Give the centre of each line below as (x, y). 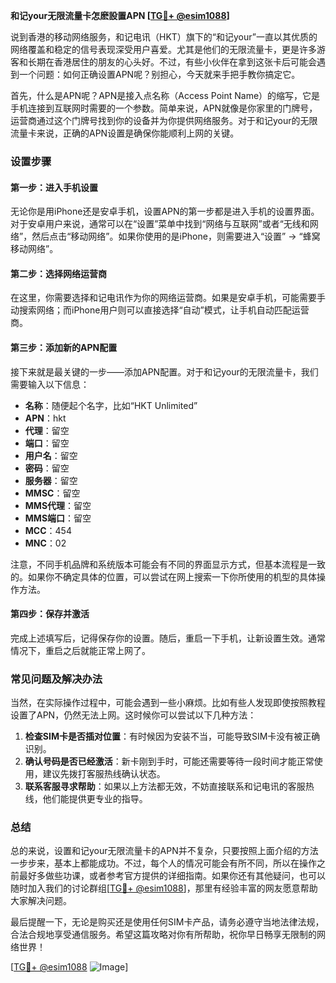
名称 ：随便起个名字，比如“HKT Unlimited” (111, 405)
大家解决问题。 (41, 901)
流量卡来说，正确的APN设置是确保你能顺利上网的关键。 (125, 133)
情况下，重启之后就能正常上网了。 (80, 650)
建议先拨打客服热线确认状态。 (104, 774)
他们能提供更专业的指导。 (95, 799)
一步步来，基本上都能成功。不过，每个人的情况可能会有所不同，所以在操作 (163, 863)
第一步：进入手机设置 (54, 187)
